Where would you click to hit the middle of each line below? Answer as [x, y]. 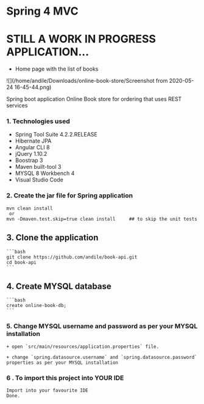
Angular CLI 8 [32, 147]
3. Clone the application [52, 238]
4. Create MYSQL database [59, 286]
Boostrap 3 [29, 160]
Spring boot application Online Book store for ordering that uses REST [94, 99]
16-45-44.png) [33, 87]
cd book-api [21, 262]
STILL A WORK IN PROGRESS [81, 39]
